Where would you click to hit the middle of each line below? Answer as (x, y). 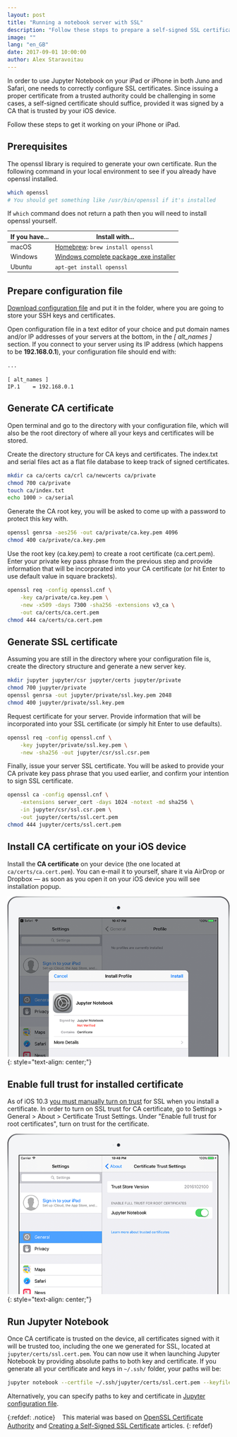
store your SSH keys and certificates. (61, 315)
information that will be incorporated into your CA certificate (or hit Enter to (116, 569)
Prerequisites (37, 147)
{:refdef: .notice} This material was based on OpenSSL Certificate (105, 1417)
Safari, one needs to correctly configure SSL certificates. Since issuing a (113, 88)
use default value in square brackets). (62, 576)
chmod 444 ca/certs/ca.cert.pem (55, 620)
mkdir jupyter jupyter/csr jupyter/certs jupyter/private (94, 680)
